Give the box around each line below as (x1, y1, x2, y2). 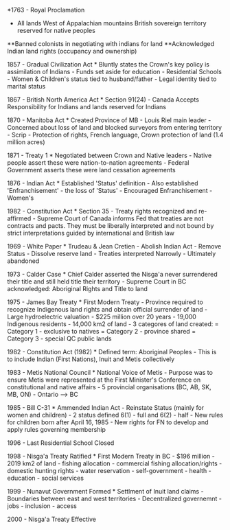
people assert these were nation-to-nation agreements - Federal (7, 159, 189, 167)
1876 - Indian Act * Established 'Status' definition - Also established (7, 179, 198, 187)
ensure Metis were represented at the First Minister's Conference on (7, 376, 201, 384)
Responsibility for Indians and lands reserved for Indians (7, 103, 167, 111)
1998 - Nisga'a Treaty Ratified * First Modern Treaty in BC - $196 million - (7, 452, 215, 460)
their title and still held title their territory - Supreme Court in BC (7, 277, 187, 286)
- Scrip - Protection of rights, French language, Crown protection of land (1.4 (7, 130, 224, 139)
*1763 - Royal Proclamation (7, 6, 85, 14)
